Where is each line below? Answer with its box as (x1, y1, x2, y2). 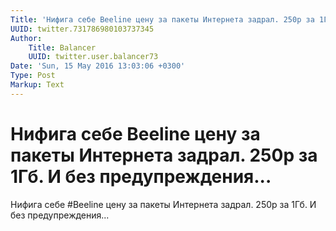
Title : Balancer (28, 42, 97, 53)
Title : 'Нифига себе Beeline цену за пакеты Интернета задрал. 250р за (10, 14, 315, 25)
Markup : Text (10, 80, 65, 90)
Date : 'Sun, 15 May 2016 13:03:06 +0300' (10, 61, 186, 71)
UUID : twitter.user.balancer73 (28, 52, 159, 62)
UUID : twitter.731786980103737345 (10, 24, 155, 34)
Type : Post (10, 71, 56, 81)
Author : (10, 33, 43, 43)
